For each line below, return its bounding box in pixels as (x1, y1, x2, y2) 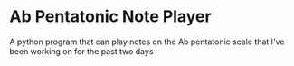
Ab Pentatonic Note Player (9, 6, 212, 27)
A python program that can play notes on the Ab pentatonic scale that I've (9, 36, 285, 47)
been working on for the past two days (9, 45, 154, 56)
